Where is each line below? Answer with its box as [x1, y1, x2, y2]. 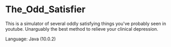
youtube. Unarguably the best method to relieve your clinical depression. [5, 26, 158, 32]
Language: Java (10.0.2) [5, 36, 56, 42]
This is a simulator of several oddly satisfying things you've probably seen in [5, 20, 166, 27]
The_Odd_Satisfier [5, 4, 86, 15]
